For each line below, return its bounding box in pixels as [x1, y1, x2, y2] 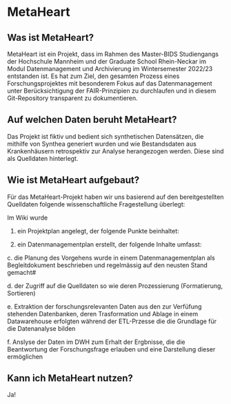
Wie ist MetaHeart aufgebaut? [7, 174, 140, 186]
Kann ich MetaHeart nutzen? [7, 372, 133, 384]
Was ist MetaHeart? [7, 32, 94, 44]
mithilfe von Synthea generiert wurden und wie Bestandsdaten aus [7, 140, 197, 148]
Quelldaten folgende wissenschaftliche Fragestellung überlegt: [7, 200, 185, 208]
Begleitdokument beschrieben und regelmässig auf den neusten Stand [7, 260, 208, 269]
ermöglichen [7, 352, 43, 360]
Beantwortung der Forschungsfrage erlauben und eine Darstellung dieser [7, 345, 216, 353]
